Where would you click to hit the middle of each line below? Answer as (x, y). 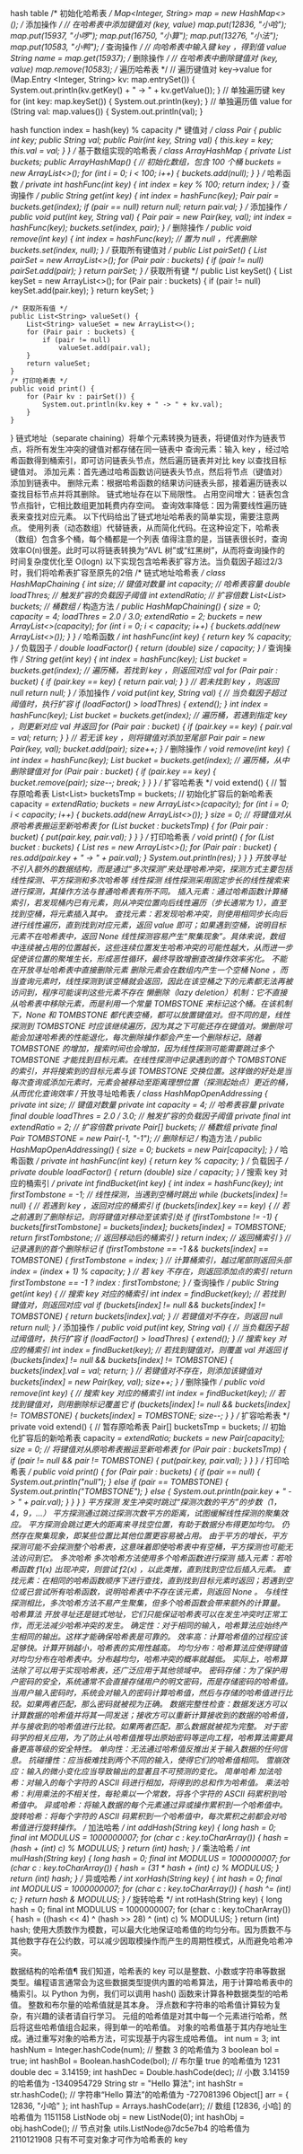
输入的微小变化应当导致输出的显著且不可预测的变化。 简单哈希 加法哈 (153, 1771)
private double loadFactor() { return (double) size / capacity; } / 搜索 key (144, 1172)
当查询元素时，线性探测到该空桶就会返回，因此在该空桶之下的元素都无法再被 (151, 981)
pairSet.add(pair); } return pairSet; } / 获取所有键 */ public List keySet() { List (151, 271)
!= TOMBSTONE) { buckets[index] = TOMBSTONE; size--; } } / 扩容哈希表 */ (150, 1415)
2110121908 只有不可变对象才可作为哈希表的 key (99, 2139)
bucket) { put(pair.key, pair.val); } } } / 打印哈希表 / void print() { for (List (142, 837)
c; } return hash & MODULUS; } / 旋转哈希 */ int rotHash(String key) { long (147, 1899)
